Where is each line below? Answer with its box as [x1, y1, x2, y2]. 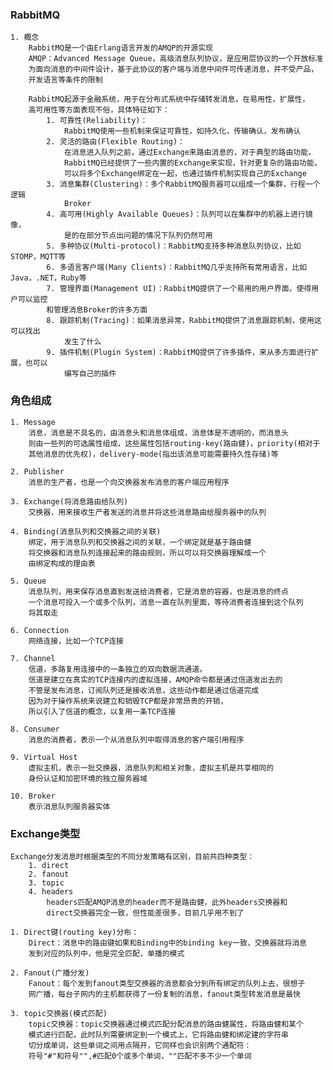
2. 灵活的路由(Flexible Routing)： [46, 137, 185, 147]
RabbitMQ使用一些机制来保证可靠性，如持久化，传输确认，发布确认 [63, 126, 302, 137]
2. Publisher [10, 466, 65, 477]
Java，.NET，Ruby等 [10, 273, 87, 283]
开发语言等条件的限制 [28, 75, 103, 85]
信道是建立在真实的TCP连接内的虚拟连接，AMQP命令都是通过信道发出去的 [28, 674, 283, 685]
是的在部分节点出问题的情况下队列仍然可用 [63, 231, 213, 241]
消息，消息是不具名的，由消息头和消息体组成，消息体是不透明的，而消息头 [28, 428, 289, 438]
